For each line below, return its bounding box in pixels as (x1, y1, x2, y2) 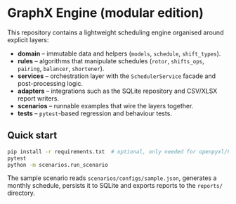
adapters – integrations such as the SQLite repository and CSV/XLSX (17, 87, 218, 95)
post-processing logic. (17, 79, 83, 87)
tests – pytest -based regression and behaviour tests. (17, 109, 172, 117)
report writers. (17, 94, 60, 103)
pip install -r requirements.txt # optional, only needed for (7, 148, 197, 155)
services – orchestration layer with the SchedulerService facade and (17, 72, 216, 80)
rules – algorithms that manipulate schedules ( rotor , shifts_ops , (17, 56, 205, 65)
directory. (7, 189, 35, 198)
